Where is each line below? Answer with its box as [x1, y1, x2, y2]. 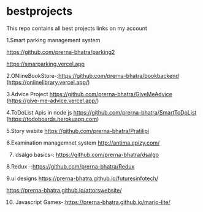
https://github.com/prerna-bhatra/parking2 [6, 48, 115, 56]
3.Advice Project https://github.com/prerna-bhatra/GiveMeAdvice [6, 90, 173, 97]
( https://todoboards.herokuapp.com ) [6, 115, 99, 123]
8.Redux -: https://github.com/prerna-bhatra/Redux [6, 162, 135, 170]
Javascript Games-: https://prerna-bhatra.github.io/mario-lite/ [15, 198, 170, 206]
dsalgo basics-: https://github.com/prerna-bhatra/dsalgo [15, 151, 159, 158]
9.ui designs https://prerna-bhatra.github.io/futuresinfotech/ [6, 175, 158, 182]
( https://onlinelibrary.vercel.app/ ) [6, 78, 90, 86]
